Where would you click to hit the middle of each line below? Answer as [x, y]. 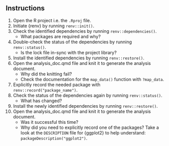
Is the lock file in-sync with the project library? [69, 52]
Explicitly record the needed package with [57, 85]
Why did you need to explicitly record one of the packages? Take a [90, 127]
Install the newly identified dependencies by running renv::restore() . [85, 106]
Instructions [25, 8]
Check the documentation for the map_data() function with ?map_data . [92, 79]
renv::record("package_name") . [45, 90]
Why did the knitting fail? [46, 74]
